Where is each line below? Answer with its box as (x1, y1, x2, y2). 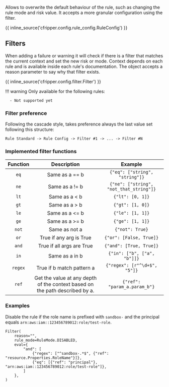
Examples (5, 302, 30, 309)
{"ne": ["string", (109, 181, 154, 187)
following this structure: (5, 126, 54, 133)
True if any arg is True (39, 234, 92, 241)
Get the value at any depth (34, 275, 97, 282)
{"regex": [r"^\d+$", (105, 263, 157, 269)
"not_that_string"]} (107, 186, 156, 192)
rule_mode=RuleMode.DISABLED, (14, 338, 78, 343)
